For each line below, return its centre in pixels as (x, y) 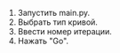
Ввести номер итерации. (65, 31)
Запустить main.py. (54, 13)
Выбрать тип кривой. (57, 22)
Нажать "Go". (43, 41)
